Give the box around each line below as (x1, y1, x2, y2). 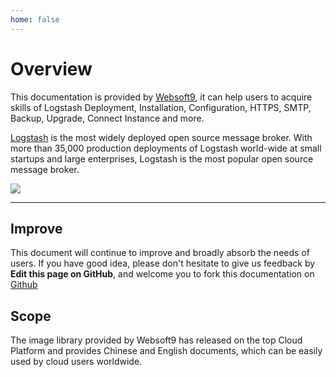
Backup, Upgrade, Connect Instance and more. (10, 112, 205, 124)
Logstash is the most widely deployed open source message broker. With (10, 131, 313, 143)
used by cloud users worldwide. (10, 356, 143, 368)
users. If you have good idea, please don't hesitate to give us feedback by (10, 257, 316, 270)
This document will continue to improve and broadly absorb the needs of (10, 247, 310, 259)
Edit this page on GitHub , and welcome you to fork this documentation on (10, 268, 315, 280)
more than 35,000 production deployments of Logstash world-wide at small (10, 142, 322, 154)
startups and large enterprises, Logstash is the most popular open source (10, 152, 314, 165)
